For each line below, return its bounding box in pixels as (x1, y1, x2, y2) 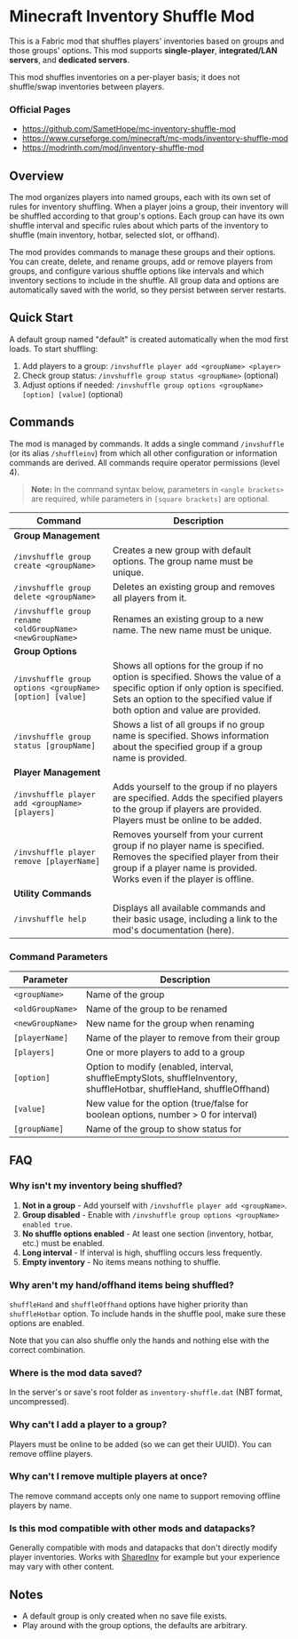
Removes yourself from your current (112, 828, 263, 841)
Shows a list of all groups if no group (112, 718, 265, 731)
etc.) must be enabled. (21, 1237, 105, 1248)
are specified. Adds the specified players (112, 791, 284, 804)
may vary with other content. (9, 1562, 115, 1572)
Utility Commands (13, 887, 91, 899)
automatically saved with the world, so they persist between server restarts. (9, 284, 286, 295)
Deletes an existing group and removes (112, 580, 276, 593)
